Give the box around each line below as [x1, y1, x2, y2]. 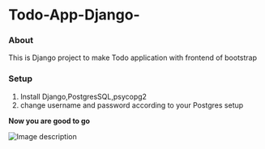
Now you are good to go [8, 116, 91, 126]
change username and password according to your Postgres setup [19, 100, 244, 110]
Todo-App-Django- [8, 6, 140, 24]
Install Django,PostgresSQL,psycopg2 [19, 92, 147, 101]
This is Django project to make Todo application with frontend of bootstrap [8, 53, 258, 62]
